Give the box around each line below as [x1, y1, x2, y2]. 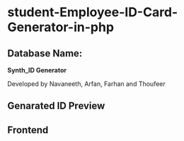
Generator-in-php [7, 19, 115, 35]
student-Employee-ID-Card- [7, 4, 178, 20]
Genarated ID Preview [7, 100, 105, 112]
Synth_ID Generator [7, 66, 67, 74]
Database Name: [7, 47, 83, 59]
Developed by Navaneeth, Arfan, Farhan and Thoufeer [7, 80, 166, 88]
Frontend [7, 124, 49, 136]
